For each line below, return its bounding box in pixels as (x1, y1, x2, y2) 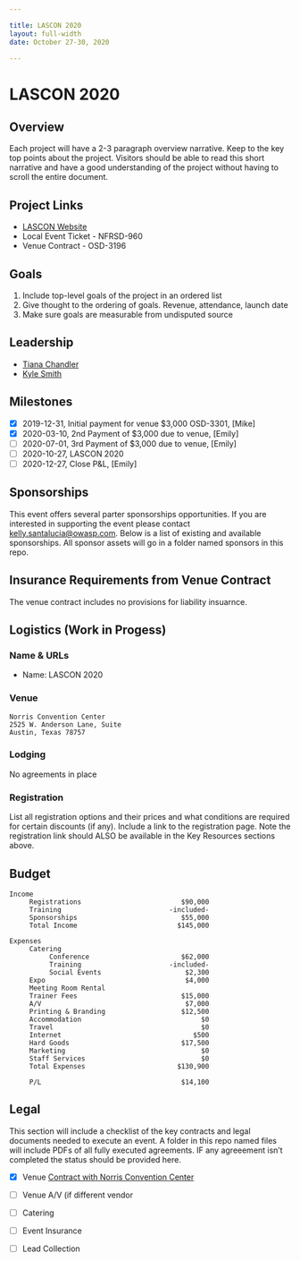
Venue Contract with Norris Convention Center (21, 1172, 195, 1182)
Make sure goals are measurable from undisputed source (21, 310, 234, 320)
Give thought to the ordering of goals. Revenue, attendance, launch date (21, 300, 288, 310)
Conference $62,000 (48, 952, 210, 961)
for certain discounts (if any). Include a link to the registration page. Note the (9, 821, 291, 832)
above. (9, 840, 35, 851)
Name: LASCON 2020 (21, 669, 104, 680)
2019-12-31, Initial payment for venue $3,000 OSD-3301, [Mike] (21, 418, 256, 429)
